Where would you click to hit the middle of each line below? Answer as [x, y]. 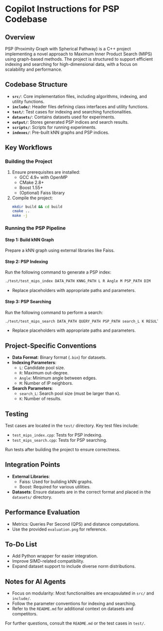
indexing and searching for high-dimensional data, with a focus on [71, 64]
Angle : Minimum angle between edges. [58, 378]
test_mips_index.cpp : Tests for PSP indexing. [57, 435]
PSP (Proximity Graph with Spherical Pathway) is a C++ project [68, 49]
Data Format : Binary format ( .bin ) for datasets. [59, 357]
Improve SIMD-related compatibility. [48, 561]
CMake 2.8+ [32, 182]
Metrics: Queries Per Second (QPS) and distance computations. [76, 524]
